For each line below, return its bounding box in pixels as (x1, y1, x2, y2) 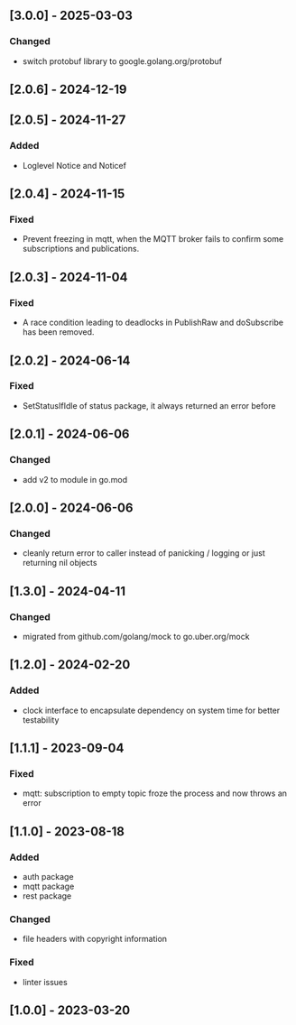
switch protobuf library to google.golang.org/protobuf (22, 55, 223, 67)
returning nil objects (22, 558, 97, 568)
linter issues (22, 976, 68, 987)
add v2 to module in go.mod (22, 474, 128, 485)
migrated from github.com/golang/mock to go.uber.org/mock (22, 631, 250, 642)
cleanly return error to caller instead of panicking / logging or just (22, 548, 265, 559)
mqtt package (22, 881, 75, 891)
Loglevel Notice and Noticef (22, 160, 126, 171)
